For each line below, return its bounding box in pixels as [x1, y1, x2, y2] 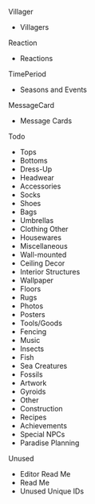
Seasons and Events [19, 85, 88, 94]
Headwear [19, 173, 54, 182]
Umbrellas [19, 216, 54, 225]
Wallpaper [19, 275, 54, 285]
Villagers [19, 23, 49, 31]
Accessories [19, 181, 61, 191]
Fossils [19, 370, 43, 379]
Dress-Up [19, 164, 53, 174]
